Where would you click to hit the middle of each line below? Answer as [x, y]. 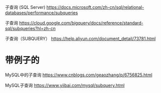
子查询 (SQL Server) [25, 7]
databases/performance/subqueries [42, 13]
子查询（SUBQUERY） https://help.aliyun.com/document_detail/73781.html [80, 39]
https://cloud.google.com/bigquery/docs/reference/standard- [81, 23]
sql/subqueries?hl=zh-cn [30, 28]
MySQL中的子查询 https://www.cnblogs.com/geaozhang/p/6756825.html [79, 75]
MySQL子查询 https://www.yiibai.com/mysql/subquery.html [65, 85]
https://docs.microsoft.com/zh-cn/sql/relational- [95, 7]
